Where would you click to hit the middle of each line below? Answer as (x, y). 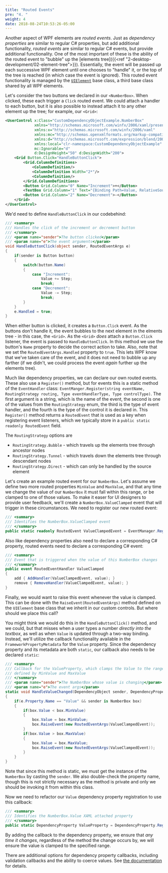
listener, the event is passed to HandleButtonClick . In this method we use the (84, 342)
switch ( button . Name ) (44, 265)
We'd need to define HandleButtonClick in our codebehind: (66, 214)
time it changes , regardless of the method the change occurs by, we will (79, 840)
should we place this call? (32, 613)
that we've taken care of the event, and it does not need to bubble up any (81, 358)
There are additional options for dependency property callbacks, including (82, 855)
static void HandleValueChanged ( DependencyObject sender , (67, 692)
